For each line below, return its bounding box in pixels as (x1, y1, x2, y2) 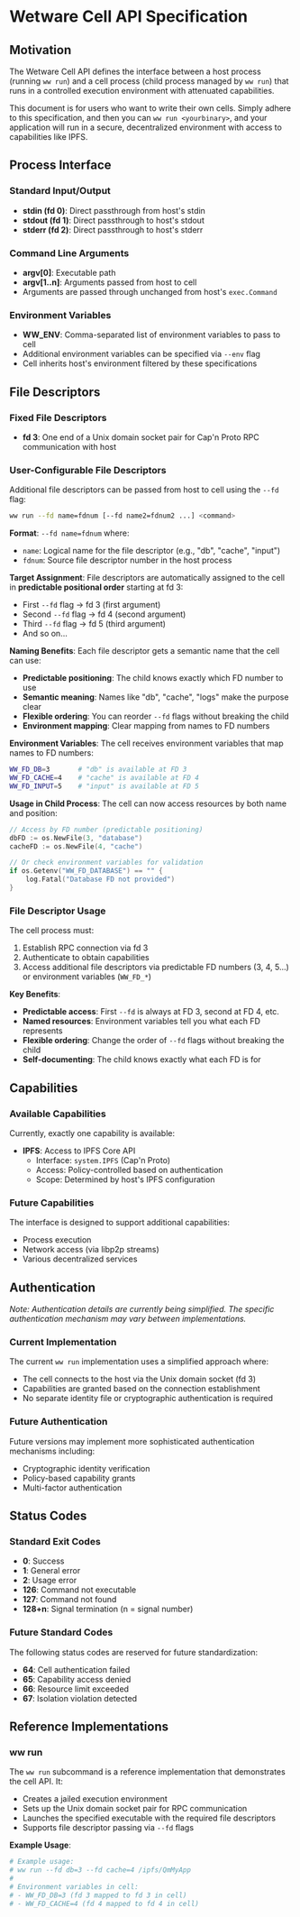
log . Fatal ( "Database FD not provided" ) (25, 875, 176, 885)
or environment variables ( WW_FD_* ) (22, 971, 151, 982)
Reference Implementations (9, 1719, 169, 1734)
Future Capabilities (9, 1197, 95, 1209)
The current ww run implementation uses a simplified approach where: (9, 1356, 269, 1367)
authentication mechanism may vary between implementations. (9, 1313, 247, 1324)
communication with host (22, 441, 117, 452)
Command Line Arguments (9, 246, 130, 259)
